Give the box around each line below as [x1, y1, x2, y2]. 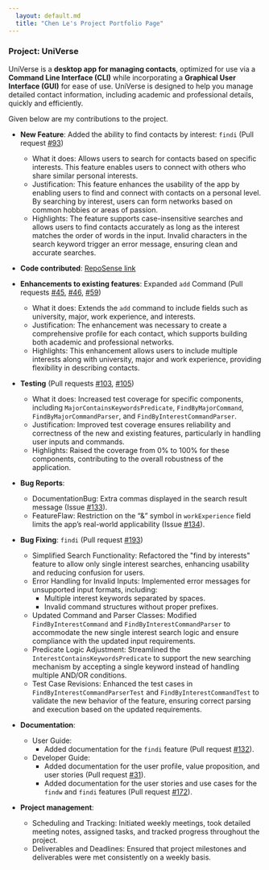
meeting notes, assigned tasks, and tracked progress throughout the [31, 827, 260, 836]
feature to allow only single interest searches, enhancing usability [31, 559, 250, 568]
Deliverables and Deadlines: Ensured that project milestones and [31, 843, 247, 853]
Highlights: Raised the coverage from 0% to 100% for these [31, 445, 230, 455]
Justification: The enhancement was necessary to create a [31, 320, 227, 330]
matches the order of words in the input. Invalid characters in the [31, 230, 247, 240]
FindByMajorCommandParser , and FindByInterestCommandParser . [31, 411, 238, 421]
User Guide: [31, 736, 72, 745]
